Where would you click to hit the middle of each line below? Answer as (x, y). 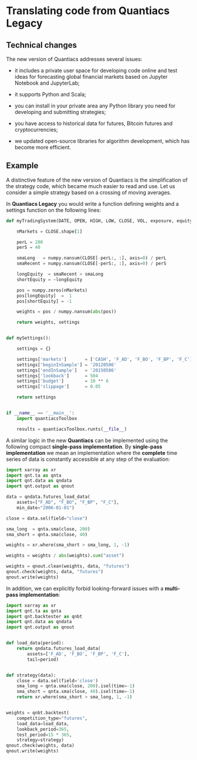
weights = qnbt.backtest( (38, 713)
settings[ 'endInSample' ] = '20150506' (67, 370)
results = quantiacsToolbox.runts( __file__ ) (72, 429)
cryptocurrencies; (36, 130)
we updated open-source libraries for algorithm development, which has (102, 141)
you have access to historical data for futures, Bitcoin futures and (94, 123)
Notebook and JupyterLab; (47, 83)
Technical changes (42, 45)
